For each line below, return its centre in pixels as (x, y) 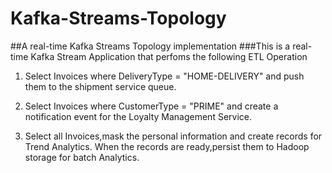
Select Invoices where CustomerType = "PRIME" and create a (151, 106)
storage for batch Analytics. (82, 157)
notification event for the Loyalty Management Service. (138, 116)
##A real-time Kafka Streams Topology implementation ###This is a (150, 46)
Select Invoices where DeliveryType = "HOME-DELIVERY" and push (164, 76)
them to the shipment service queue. (100, 86)
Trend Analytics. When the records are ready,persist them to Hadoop (167, 146)
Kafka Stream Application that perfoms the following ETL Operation (169, 56)
